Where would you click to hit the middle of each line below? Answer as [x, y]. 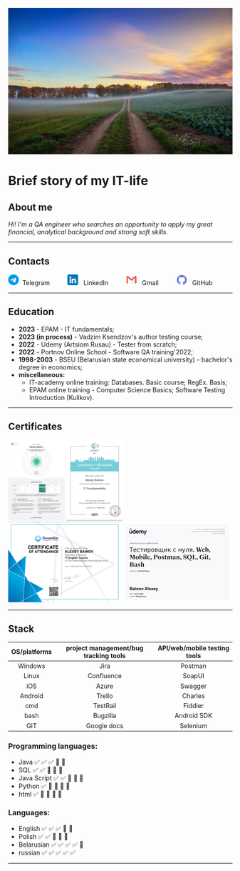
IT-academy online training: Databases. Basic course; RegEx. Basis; [128, 382]
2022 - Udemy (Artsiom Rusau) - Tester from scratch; [98, 344]
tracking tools [105, 655]
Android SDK [194, 716]
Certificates [35, 427]
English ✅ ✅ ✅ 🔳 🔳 [46, 828]
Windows [32, 666]
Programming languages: [53, 746]
